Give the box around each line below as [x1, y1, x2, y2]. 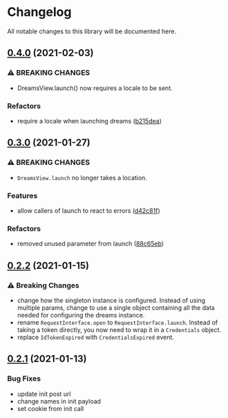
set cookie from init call [17, 404, 84, 412]
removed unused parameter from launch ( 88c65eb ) [17, 240, 164, 248]
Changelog [7, 4, 72, 20]
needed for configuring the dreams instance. [17, 311, 145, 319]
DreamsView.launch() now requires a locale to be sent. [17, 84, 173, 92]
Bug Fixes [7, 374, 41, 383]
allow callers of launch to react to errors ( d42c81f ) [17, 206, 160, 215]
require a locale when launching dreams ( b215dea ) [17, 116, 162, 125]
